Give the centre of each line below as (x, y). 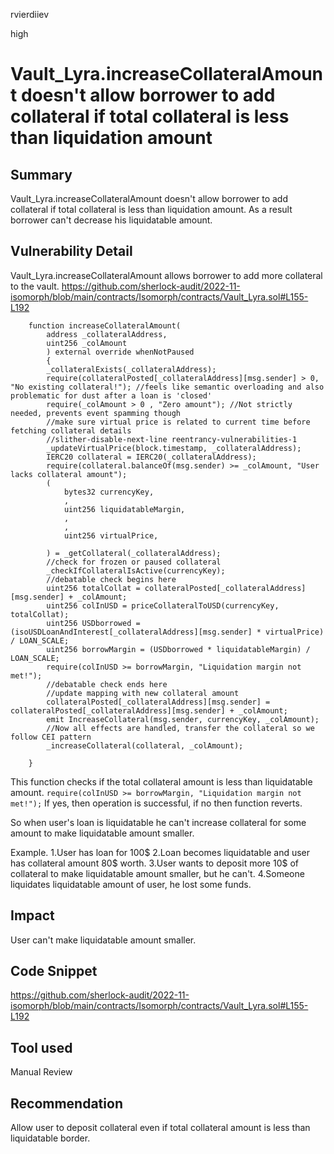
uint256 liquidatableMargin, (124, 509)
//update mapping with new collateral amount (143, 693)
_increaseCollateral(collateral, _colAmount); (145, 745)
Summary (41, 174)
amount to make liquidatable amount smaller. (102, 833)
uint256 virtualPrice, (111, 535)
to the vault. (35, 286)
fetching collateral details (71, 430)
